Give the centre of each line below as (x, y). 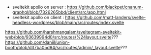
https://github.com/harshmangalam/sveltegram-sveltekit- (63, 32)
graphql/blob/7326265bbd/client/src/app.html (59, 12)
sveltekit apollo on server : (39, 7)
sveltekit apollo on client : (38, 17)
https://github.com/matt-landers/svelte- (105, 17)
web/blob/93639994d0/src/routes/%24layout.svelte (58, 37)
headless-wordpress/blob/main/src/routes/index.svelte (68, 22)
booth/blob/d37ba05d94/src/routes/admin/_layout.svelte (63, 47)
